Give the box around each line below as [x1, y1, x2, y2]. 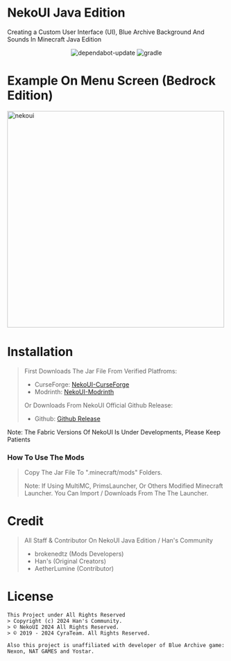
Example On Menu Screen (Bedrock [7, 73, 216, 89]
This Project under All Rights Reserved [7, 611, 126, 618]
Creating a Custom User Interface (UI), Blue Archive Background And [7, 28, 205, 36]
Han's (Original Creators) [34, 557, 106, 565]
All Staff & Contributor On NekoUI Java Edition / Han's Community [24, 536, 214, 545]
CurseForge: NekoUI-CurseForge [34, 380, 130, 389]
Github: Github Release [34, 414, 101, 423]
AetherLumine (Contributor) [34, 565, 114, 573]
